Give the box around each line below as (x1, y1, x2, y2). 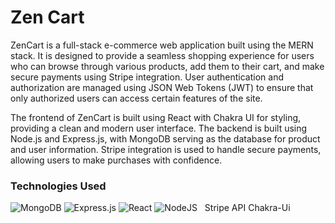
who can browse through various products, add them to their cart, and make (10, 60, 325, 72)
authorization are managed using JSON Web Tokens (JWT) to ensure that (10, 81, 314, 93)
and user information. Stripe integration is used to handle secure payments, (10, 143, 322, 155)
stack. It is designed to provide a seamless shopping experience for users (10, 49, 315, 61)
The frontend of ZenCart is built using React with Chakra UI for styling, (10, 111, 302, 123)
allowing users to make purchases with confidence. (10, 154, 223, 166)
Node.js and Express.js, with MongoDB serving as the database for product (10, 132, 321, 145)
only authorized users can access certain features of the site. (10, 92, 263, 104)
